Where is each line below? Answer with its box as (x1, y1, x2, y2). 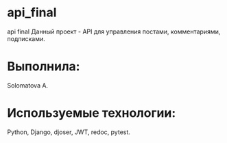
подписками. (7, 34, 46, 42)
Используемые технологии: (7, 105, 176, 121)
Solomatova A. (7, 81, 49, 90)
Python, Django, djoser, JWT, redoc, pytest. (7, 128, 130, 136)
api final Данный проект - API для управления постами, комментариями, (7, 27, 221, 36)
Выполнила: (7, 59, 80, 75)
